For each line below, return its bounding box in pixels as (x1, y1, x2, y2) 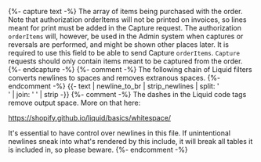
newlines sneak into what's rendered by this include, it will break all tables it (8, 137, 253, 146)
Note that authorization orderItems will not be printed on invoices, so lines (8, 15, 247, 24)
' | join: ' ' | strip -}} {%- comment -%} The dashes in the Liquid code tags (8, 90, 247, 99)
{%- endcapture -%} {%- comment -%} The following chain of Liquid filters (8, 65, 252, 74)
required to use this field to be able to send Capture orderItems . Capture (8, 49, 241, 57)
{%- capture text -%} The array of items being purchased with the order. (8, 7, 243, 16)
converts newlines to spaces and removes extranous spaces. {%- (8, 74, 221, 82)
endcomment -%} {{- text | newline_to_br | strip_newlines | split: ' (8, 81, 219, 91)
